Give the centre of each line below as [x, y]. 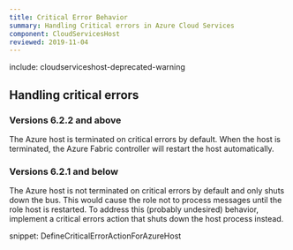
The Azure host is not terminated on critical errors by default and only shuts [147, 191]
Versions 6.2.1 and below [64, 171]
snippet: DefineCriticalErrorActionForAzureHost [95, 236]
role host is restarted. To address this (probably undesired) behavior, [134, 209]
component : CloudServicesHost [65, 34]
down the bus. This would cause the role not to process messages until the [146, 201]
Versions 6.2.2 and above [65, 120]
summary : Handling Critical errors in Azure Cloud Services [122, 26]
